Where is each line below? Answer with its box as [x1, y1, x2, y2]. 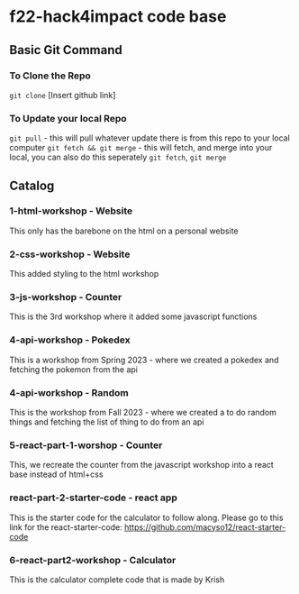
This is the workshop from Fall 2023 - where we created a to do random [9, 407, 277, 418]
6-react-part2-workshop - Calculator [9, 553, 177, 566]
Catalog [9, 178, 55, 193]
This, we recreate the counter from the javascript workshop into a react [9, 460, 275, 471]
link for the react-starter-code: [9, 521, 123, 533]
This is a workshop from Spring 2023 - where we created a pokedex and [9, 354, 279, 365]
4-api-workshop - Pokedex [9, 334, 131, 346]
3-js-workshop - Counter [9, 291, 122, 304]
